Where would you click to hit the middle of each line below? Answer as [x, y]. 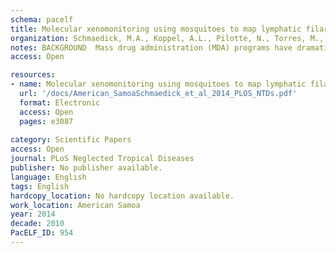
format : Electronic [60, 102]
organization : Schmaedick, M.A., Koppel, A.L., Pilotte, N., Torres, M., [167, 38]
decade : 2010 [37, 224]
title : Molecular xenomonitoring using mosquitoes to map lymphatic [156, 29]
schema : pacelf [42, 19]
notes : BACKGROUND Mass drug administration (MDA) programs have [151, 47]
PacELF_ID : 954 [42, 233]
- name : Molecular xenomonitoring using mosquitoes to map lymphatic [158, 84]
